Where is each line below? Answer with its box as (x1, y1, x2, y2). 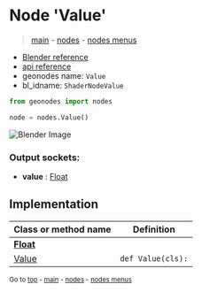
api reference (21, 61, 72, 72)
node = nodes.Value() (9, 112, 89, 122)
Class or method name (13, 223, 112, 235)
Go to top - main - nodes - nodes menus (9, 275, 133, 284)
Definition (132, 223, 175, 235)
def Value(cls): (119, 253, 189, 264)
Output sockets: (9, 151, 81, 164)
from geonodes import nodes (9, 96, 113, 106)
